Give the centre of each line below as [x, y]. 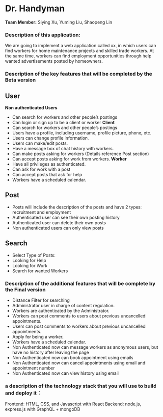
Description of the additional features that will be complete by [80, 284]
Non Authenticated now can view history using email [65, 373]
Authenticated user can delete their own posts [59, 222]
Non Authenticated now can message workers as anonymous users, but [85, 347]
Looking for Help [29, 260]
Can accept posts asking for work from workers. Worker [69, 159]
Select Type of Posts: [34, 255]
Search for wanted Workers [40, 271]
